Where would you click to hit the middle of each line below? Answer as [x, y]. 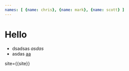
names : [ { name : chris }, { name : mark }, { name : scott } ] [64, 10]
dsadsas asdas [28, 48]
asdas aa [21, 53]
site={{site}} [17, 63]
